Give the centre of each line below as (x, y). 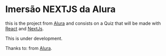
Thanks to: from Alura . (29, 48)
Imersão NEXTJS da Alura (61, 9)
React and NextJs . (25, 28)
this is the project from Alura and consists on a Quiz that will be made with (83, 23)
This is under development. (34, 38)
